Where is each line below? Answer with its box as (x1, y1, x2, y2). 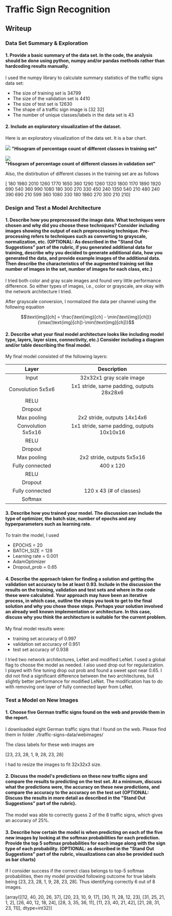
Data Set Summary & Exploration (5, 40, 88, 47)
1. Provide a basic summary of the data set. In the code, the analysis (5, 52, 153, 59)
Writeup (5, 24, 32, 33)
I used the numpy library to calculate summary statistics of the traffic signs (5, 74, 163, 81)
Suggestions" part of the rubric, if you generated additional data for (5, 244, 153, 250)
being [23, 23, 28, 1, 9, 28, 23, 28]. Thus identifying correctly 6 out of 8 (5, 878, 155, 885)
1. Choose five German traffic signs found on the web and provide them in (5, 709, 165, 715)
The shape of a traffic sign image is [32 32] (12, 106, 104, 113)
